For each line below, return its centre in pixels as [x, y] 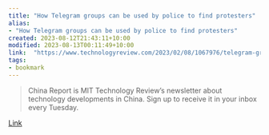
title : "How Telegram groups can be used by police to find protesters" [132, 16]
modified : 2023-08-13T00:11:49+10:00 [71, 46]
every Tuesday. [53, 107]
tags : [17, 61]
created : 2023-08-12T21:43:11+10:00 [69, 38]
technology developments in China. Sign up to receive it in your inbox [143, 99]
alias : [19, 23]
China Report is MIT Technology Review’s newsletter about [125, 90]
